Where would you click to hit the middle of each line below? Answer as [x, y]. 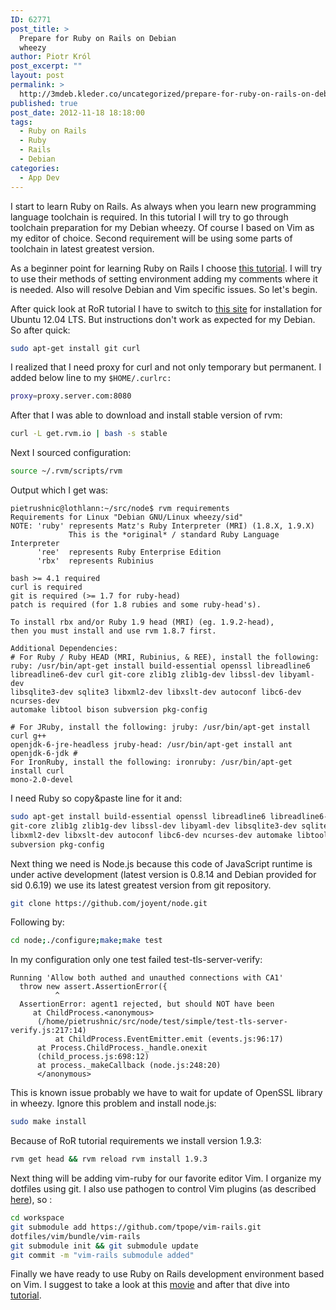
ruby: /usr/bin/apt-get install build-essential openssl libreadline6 [160, 666]
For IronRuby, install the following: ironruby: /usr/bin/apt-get [151, 762]
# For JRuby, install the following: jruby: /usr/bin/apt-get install [160, 727]
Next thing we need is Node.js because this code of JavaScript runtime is [161, 863]
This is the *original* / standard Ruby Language [174, 535]
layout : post [37, 76]
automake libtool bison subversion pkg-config [109, 710]
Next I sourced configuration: [71, 453]
